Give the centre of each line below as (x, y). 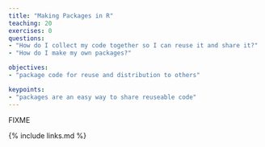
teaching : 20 (30, 23)
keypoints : (27, 89)
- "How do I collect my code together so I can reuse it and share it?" (133, 46)
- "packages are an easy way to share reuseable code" (103, 97)
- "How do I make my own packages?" (70, 53)
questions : (27, 38)
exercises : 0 (30, 31)
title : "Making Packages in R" (61, 16)
